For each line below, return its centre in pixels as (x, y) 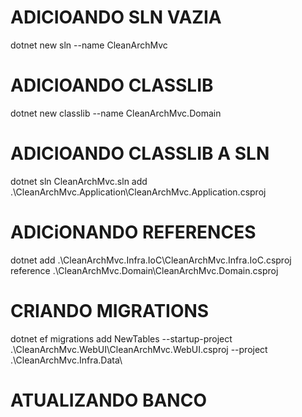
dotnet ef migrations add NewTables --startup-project (121, 338)
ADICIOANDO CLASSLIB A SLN (140, 153)
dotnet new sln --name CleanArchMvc (89, 45)
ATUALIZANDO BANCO (108, 400)
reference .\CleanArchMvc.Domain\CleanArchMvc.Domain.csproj (144, 270)
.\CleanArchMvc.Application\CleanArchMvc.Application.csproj (138, 192)
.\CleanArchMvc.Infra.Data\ (66, 360)
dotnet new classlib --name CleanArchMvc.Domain (116, 113)
